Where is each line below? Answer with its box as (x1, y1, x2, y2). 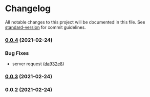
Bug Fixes (5, 49, 29, 56)
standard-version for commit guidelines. (5, 24, 86, 30)
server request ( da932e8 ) (12, 61, 64, 67)
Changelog (5, 3, 51, 14)
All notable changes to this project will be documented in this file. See (5, 19, 146, 25)
